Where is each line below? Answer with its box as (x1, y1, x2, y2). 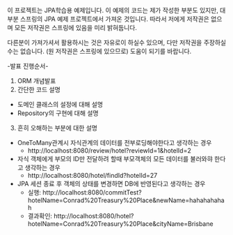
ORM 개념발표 (17, 77, 56, 85)
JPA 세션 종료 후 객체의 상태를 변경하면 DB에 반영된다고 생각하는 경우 (17, 180, 206, 188)
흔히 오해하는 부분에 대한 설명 (17, 124, 97, 132)
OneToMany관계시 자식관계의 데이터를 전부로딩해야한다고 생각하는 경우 (17, 139, 212, 146)
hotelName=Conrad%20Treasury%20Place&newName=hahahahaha (27, 196, 225, 204)
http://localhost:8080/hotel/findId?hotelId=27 (27, 172, 158, 179)
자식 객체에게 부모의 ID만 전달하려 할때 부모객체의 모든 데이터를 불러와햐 (17, 155, 214, 162)
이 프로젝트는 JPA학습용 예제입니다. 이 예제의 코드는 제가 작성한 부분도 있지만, (7, 6, 219, 14)
